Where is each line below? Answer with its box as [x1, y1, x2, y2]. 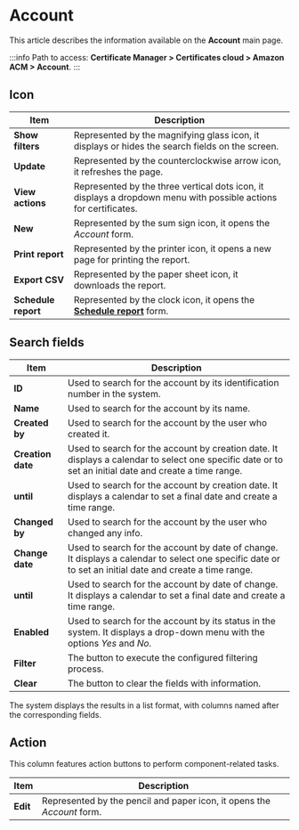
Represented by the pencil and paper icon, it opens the [41, 794, 271, 807]
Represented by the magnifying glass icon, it [73, 128, 260, 141]
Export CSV [13, 273, 65, 286]
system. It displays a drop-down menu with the [68, 625, 265, 638]
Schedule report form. [73, 305, 169, 317]
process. [68, 663, 104, 675]
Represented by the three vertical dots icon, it [73, 180, 264, 192]
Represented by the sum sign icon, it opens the [73, 216, 271, 229]
